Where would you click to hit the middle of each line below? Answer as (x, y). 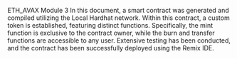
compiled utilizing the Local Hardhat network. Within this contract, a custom (118, 18)
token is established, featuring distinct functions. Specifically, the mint (110, 25)
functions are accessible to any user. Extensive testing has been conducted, (119, 41)
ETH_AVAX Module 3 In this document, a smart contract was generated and (118, 10)
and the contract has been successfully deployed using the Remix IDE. (111, 48)
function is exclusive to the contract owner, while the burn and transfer (111, 33)
